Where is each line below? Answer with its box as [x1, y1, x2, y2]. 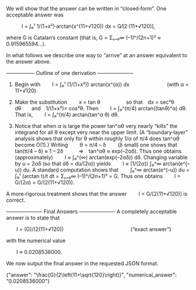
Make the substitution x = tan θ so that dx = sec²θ [14, 98, 175, 106]
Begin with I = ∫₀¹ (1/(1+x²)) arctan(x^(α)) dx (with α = [14, 81, 190, 88]
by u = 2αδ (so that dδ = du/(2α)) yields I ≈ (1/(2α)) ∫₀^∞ [14, 160, 162, 167]
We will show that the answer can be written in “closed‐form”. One [6, 5, 167, 12]
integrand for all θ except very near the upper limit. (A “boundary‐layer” [14, 129, 188, 136]
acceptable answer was [6, 11, 64, 18]
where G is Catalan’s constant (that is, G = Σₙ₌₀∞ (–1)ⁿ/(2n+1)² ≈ [6, 34, 161, 41]
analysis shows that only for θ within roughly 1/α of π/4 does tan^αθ [14, 135, 180, 142]
